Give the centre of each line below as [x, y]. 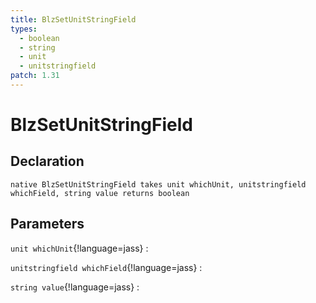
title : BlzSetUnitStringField [73, 19]
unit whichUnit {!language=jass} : [79, 248]
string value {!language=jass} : [75, 287]
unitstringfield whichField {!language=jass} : [106, 267]
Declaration [47, 161]
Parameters [47, 224]
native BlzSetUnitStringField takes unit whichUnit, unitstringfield [158, 184]
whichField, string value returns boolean [100, 193]
